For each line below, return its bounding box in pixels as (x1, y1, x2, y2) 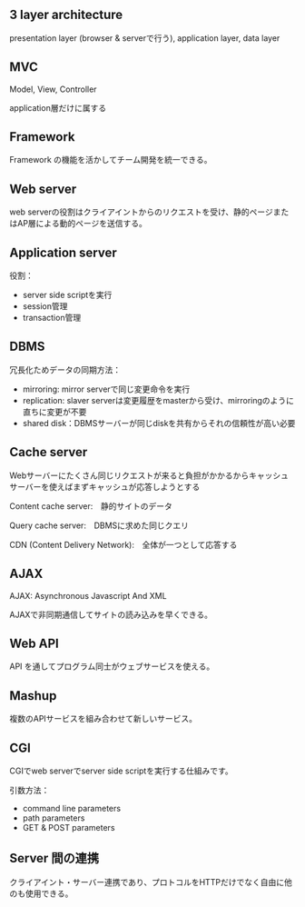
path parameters (22, 812, 85, 823)
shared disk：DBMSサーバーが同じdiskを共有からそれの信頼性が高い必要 (22, 417, 296, 428)
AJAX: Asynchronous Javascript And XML (9, 590, 167, 601)
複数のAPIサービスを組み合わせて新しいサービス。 (9, 713, 198, 724)
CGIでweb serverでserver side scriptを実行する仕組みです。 (9, 765, 233, 776)
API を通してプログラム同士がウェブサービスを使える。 (9, 661, 215, 672)
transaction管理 (22, 313, 82, 324)
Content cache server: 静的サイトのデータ (9, 500, 172, 512)
